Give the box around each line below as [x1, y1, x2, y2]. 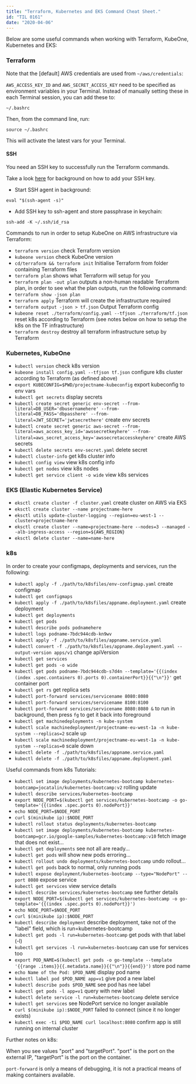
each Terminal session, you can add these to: [6, 93, 116, 100]
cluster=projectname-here [14, 518, 78, 524]
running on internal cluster [14, 1025, 78, 1032]
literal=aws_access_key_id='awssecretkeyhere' [14, 429, 130, 435]
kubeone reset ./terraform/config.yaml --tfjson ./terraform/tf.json [14, 310, 188, 316]
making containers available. [6, 1071, 75, 1078]
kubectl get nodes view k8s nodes [14, 465, 99, 472]
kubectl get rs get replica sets [14, 686, 91, 693]
